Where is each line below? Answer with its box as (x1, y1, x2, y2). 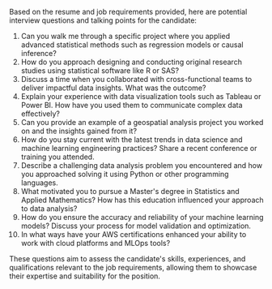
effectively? (20, 109, 60, 119)
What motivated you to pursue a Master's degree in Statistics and (20, 187, 240, 196)
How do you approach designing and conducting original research (20, 57, 242, 67)
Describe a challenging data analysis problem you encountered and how (20, 161, 262, 170)
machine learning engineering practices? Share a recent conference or (20, 144, 257, 153)
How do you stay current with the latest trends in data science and (20, 135, 243, 144)
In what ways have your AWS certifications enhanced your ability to (20, 230, 247, 239)
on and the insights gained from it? (20, 126, 137, 136)
